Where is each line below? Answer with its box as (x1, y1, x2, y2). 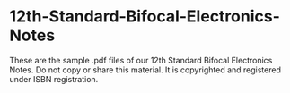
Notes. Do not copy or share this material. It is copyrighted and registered (9, 64, 281, 75)
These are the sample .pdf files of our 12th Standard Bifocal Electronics (9, 55, 273, 65)
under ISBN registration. (9, 73, 99, 84)
